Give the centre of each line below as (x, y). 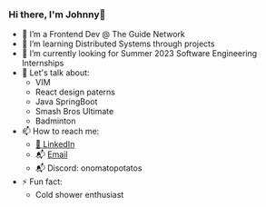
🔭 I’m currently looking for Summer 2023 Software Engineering (139, 54)
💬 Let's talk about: (55, 73)
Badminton (55, 121)
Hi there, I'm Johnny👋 (57, 15)
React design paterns (75, 92)
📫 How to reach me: (60, 132)
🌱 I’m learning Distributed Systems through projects (118, 44)
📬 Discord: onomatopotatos (89, 168)
